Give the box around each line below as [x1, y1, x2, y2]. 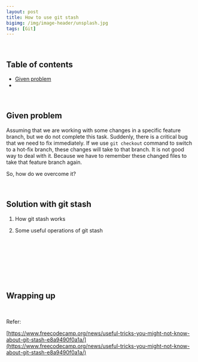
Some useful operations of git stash [14, 226, 103, 234]
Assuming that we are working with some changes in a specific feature [6, 127, 181, 134]
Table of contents [6, 59, 73, 70]
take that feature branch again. [6, 158, 83, 166]
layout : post [6, 8, 39, 15]
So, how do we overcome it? [6, 170, 77, 177]
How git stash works [14, 215, 66, 222]
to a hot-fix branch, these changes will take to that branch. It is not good [6, 145, 184, 153]
